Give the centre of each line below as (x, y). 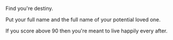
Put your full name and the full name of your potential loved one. (83, 19)
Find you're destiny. (29, 8)
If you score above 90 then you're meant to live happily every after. (86, 31)
